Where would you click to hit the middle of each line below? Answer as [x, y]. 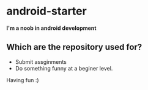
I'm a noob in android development [51, 28]
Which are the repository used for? [74, 47]
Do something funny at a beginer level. [64, 68]
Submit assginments [41, 61]
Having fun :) [23, 80]
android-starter [46, 11]
